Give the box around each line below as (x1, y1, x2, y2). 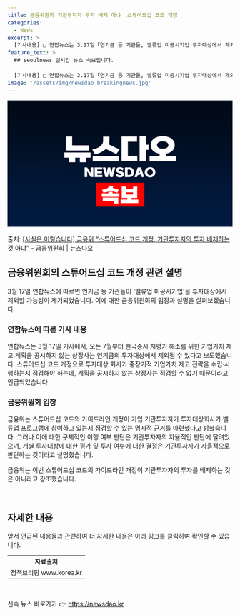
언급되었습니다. (7, 378, 50, 386)
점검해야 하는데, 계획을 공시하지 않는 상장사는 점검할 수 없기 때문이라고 (31, 369, 229, 378)
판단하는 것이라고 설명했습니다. (7, 451, 94, 459)
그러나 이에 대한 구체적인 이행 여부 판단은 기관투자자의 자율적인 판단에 (16, 433, 211, 441)
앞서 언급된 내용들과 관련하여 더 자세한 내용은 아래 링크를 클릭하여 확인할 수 (7, 532, 217, 541)
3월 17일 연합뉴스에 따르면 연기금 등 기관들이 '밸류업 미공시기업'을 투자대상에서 (7, 286, 227, 296)
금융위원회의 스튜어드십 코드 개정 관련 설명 (7, 266, 183, 279)
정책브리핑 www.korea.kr (10, 569, 82, 577)
